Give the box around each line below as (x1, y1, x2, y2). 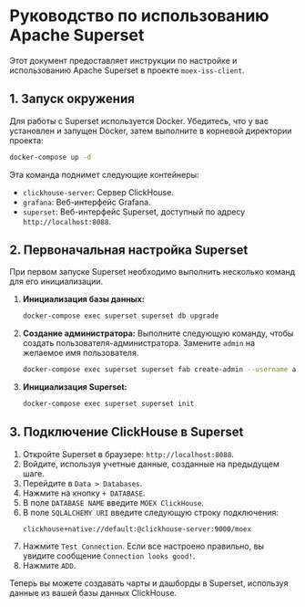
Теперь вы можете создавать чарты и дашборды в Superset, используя (9, 577, 289, 589)
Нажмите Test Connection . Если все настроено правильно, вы (22, 540, 265, 551)
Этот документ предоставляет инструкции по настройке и (9, 55, 238, 66)
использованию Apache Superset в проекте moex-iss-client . (9, 65, 245, 76)
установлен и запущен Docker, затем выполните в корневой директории (9, 125, 292, 136)
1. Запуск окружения (9, 91, 135, 107)
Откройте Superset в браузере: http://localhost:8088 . (22, 448, 235, 459)
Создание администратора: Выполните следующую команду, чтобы (22, 328, 294, 339)
